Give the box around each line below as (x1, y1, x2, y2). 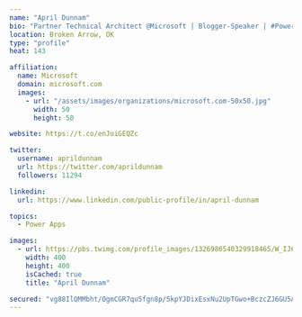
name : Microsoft (17, 71, 78, 81)
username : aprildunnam (17, 154, 102, 163)
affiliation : (9, 63, 58, 72)
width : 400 (25, 253, 67, 262)
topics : (9, 212, 39, 221)
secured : (9, 294, 42, 303)
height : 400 (25, 261, 70, 270)
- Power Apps (17, 220, 67, 230)
